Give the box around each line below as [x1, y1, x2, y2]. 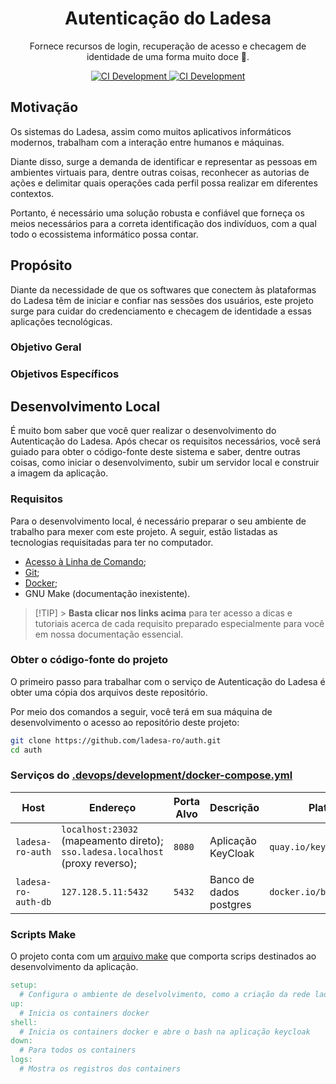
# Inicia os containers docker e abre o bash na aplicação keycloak [19, 1027, 311, 1037]
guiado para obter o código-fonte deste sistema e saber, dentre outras [10, 446, 301, 458]
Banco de [209, 872, 255, 886]
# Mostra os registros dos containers [19, 1064, 182, 1074]
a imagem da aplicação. [10, 467, 109, 479]
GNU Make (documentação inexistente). [24, 587, 191, 599]
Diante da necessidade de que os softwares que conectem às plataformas [10, 283, 317, 296]
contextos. [10, 187, 55, 199]
